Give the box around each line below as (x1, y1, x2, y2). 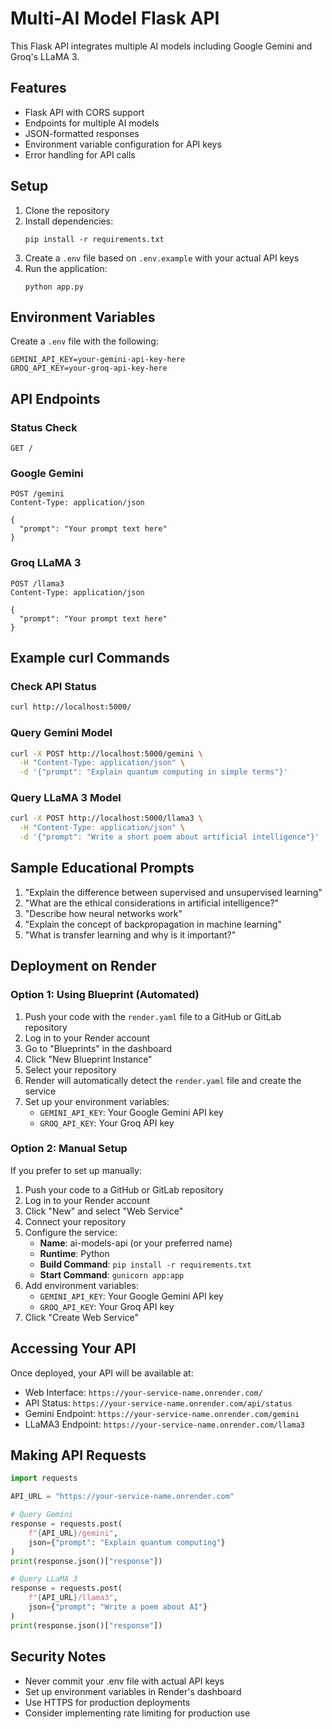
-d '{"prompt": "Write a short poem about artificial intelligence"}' (19, 832, 320, 842)
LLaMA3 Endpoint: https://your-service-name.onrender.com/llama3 (24, 1418, 305, 1430)
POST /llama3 (10, 578, 65, 589)
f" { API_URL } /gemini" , (28, 1528, 118, 1538)
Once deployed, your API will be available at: (10, 1367, 194, 1379)
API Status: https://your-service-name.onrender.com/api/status (24, 1397, 293, 1409)
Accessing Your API (10, 1340, 137, 1357)
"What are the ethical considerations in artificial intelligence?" (24, 897, 280, 909)
